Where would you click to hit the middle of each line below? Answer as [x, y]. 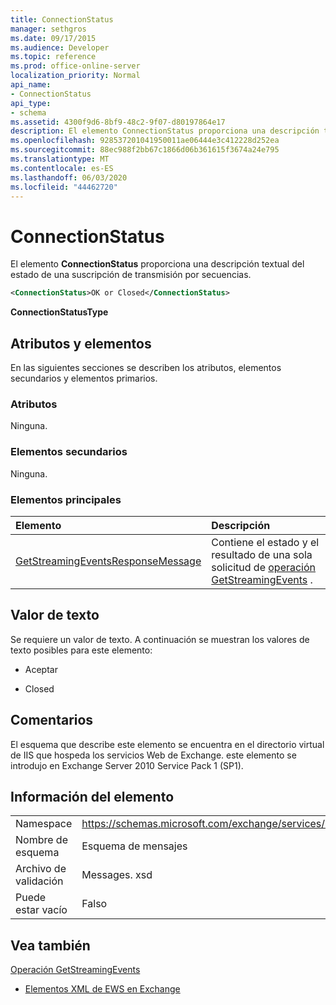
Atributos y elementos [81, 343]
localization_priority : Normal [75, 76]
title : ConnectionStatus [62, 19]
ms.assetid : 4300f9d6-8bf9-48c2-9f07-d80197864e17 [118, 122]
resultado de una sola [262, 554]
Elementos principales [66, 499]
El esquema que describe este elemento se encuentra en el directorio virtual [167, 744]
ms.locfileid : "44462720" [64, 187]
